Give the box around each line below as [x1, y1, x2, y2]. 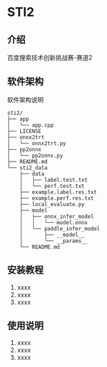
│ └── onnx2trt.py [7, 140, 67, 147]
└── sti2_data [7, 164, 48, 171]
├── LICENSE [7, 127, 41, 134]
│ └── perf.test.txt [19, 182, 85, 189]
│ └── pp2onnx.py [7, 152, 64, 159]
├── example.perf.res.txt [19, 194, 95, 202]
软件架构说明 [7, 95, 43, 104]
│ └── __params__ [19, 237, 88, 244]
